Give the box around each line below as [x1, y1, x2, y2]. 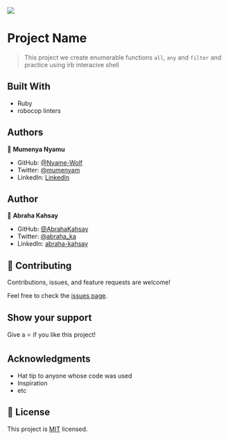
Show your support [7, 312, 92, 324]
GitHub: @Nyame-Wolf [17, 158, 83, 166]
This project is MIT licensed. [7, 425, 88, 433]
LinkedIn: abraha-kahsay [17, 240, 89, 248]
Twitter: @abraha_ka [17, 232, 76, 240]
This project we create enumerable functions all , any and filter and [24, 53, 222, 62]
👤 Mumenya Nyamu [7, 145, 65, 153]
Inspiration [17, 378, 48, 387]
